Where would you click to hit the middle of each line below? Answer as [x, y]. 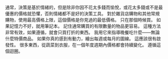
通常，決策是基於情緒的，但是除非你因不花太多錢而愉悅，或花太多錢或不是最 [84, 7]
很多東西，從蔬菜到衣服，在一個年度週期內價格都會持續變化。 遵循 [88, 45]
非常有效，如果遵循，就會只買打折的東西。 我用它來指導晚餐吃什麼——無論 [82, 32]
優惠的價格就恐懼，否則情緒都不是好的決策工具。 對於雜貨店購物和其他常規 [82, 13]
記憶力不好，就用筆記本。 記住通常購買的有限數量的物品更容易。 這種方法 [85, 26]
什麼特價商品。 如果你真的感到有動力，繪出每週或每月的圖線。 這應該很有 [81, 38]
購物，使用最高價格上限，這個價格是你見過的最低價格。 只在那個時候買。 [80, 20]
